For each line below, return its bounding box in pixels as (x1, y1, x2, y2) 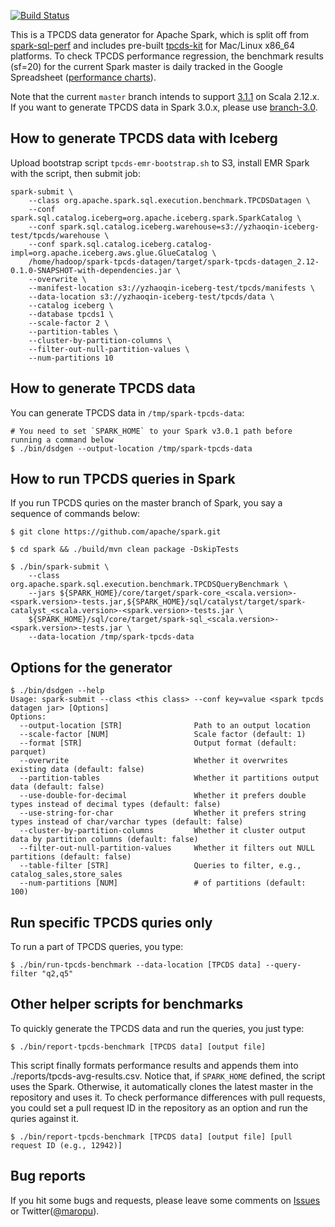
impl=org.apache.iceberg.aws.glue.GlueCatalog (10, 248, 208, 258)
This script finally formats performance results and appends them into (10, 1059, 299, 1071)
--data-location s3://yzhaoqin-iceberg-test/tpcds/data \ (28, 291, 275, 302)
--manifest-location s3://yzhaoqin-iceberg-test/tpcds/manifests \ (28, 283, 315, 293)
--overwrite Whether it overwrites (19, 756, 288, 766)
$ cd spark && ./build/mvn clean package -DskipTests (10, 545, 240, 555)
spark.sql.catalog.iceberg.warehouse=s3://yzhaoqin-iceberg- (59, 221, 320, 232)
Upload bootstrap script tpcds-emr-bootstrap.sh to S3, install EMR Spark (10, 156, 310, 169)
